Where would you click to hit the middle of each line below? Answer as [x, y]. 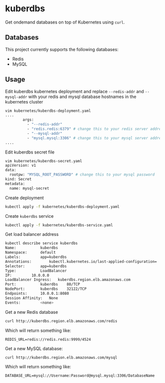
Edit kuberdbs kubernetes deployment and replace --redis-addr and [74, 91]
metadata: [15, 184]
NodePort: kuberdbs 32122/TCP [46, 289]
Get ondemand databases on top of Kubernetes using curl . [65, 22]
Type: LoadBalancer [36, 271]
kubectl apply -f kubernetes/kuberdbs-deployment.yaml [62, 206]
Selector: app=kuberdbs [36, 266]
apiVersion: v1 [21, 166]
